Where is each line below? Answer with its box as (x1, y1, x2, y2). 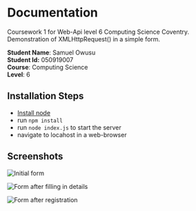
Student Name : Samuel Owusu (7, 48, 96, 57)
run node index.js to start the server (17, 123, 122, 132)
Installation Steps (7, 90, 84, 102)
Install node (17, 108, 50, 117)
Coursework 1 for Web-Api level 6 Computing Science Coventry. (7, 28, 190, 36)
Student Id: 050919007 (7, 55, 74, 63)
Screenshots (7, 150, 63, 163)
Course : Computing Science (7, 63, 88, 71)
